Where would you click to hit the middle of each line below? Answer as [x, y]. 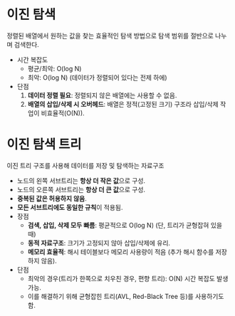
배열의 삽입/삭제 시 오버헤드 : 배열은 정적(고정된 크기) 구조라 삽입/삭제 [123, 104]
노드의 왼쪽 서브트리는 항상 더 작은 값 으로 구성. [81, 180]
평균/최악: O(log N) [54, 68]
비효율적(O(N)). [63, 113]
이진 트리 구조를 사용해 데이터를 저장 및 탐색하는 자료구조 [85, 165]
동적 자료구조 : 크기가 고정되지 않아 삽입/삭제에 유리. [99, 243]
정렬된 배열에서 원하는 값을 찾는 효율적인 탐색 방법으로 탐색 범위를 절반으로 [110, 36]
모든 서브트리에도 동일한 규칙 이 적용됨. [70, 207]
